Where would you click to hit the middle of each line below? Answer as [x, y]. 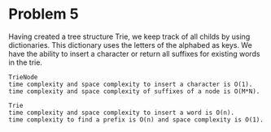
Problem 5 [44, 14]
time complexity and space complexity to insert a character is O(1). [131, 84]
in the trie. [26, 62]
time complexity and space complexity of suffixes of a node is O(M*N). [134, 91]
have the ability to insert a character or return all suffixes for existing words [134, 53]
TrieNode [23, 77]
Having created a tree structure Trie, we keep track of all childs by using [129, 36]
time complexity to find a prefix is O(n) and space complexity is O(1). [136, 119]
